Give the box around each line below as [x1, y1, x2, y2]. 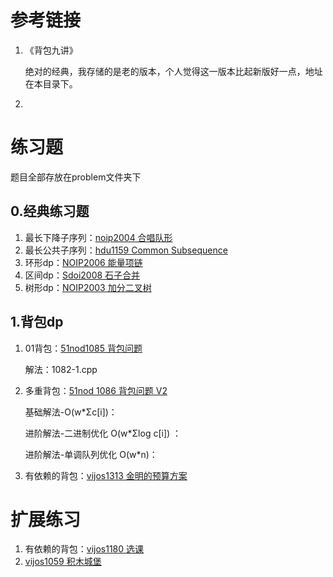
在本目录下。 [24, 77, 78, 90]
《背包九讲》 [24, 44, 78, 56]
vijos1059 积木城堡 [24, 556, 102, 568]
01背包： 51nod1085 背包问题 [24, 342, 143, 354]
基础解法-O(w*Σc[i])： [24, 406, 118, 418]
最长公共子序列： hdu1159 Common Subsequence [24, 244, 228, 256]
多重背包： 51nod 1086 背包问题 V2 [24, 384, 168, 396]
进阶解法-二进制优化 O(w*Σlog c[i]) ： [24, 427, 182, 439]
